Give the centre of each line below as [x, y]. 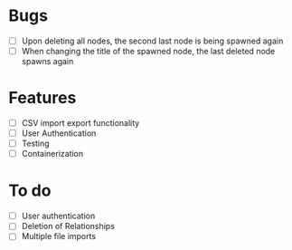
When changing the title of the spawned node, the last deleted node [148, 51]
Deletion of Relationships [68, 226]
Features [42, 98]
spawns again [47, 62]
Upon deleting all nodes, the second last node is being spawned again [152, 41]
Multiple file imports [59, 236]
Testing [36, 144]
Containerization [52, 154]
